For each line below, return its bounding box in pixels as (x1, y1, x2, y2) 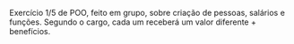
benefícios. (9, 26, 51, 36)
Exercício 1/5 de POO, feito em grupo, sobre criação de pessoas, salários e (9, 8, 285, 18)
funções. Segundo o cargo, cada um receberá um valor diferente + (9, 17, 257, 27)
